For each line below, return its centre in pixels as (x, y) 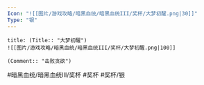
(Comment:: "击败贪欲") (39, 61)
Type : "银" (23, 20)
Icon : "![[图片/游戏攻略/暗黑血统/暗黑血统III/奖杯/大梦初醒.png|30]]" (102, 13)
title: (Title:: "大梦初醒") (47, 40)
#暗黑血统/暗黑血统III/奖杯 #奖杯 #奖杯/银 (66, 75)
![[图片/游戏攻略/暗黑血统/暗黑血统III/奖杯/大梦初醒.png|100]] (92, 48)
